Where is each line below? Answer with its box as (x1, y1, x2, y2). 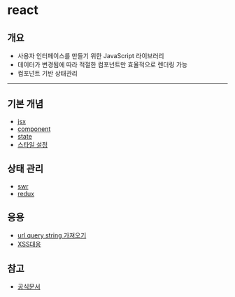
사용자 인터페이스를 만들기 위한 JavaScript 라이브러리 (17, 52, 164, 60)
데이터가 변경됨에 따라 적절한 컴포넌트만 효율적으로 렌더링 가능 (17, 60, 187, 69)
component (17, 125, 51, 133)
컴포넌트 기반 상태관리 (17, 69, 78, 77)
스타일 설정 (17, 140, 48, 148)
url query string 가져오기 (17, 231, 87, 240)
